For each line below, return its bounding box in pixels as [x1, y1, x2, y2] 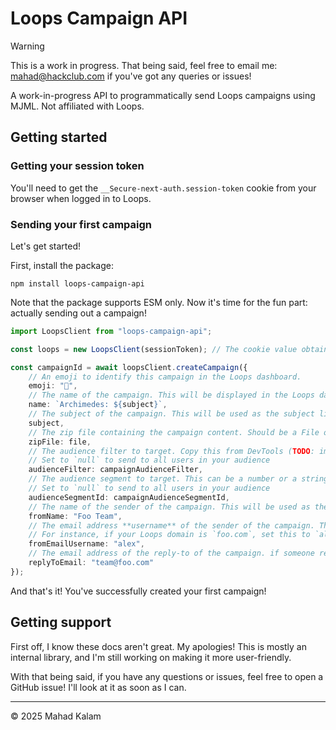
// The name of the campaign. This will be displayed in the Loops [28, 390, 315, 401]
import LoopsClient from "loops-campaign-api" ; [10, 326, 213, 336]
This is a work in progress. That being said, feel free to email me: [10, 59, 278, 71]
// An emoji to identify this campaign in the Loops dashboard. [28, 372, 302, 382]
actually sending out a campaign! [10, 307, 147, 319]
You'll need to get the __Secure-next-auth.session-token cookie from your [10, 182, 317, 194]
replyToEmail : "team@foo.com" [28, 558, 155, 568]
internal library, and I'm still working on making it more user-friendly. [10, 651, 292, 663]
